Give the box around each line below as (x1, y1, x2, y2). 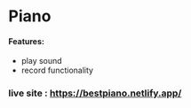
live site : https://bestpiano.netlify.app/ (8, 87, 182, 99)
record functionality (20, 65, 94, 76)
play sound (20, 56, 63, 66)
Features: (8, 35, 45, 46)
